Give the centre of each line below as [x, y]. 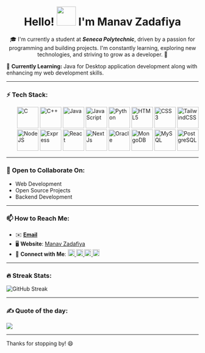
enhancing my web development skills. [55, 73]
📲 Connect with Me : [41, 254]
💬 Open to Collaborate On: [46, 170]
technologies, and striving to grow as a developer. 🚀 [103, 54]
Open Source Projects [43, 190]
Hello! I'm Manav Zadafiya [103, 22]
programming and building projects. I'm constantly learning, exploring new [103, 48]
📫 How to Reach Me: [38, 219]
